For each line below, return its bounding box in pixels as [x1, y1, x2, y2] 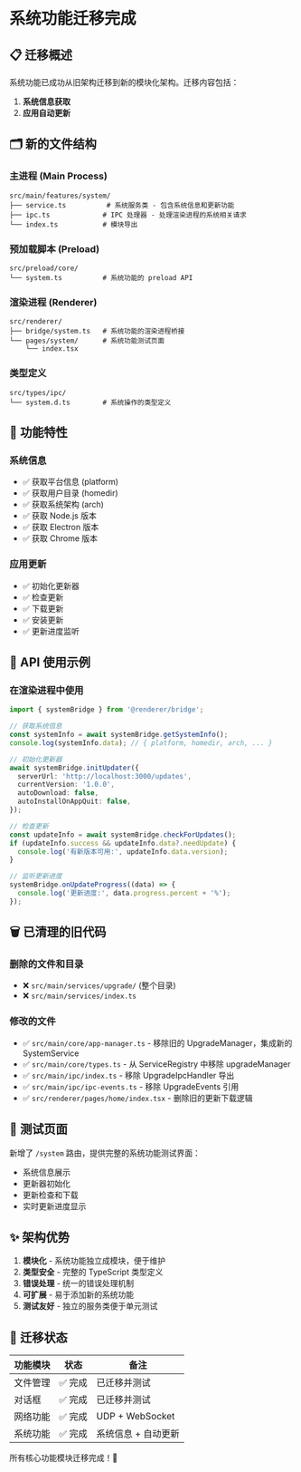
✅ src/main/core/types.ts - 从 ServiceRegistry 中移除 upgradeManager [22, 1058, 291, 1070]
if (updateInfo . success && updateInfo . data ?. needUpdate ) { [9, 838, 237, 847]
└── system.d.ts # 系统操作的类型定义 [9, 398, 172, 407]
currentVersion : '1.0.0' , [17, 780, 116, 789]
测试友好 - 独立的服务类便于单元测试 [22, 1301, 158, 1312]
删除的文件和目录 [9, 958, 84, 971]
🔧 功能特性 [9, 424, 68, 440]
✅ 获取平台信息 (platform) [22, 477, 119, 488]
